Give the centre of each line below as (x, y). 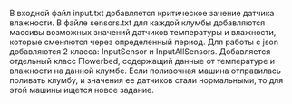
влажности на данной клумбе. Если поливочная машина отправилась (145, 71)
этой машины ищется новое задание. (82, 90)
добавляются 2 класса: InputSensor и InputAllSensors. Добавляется (140, 52)
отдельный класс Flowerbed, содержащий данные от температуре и (142, 61)
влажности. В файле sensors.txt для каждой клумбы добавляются (137, 23)
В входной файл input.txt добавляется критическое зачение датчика (142, 13)
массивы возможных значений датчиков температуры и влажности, (143, 32)
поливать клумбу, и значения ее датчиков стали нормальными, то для (146, 80)
